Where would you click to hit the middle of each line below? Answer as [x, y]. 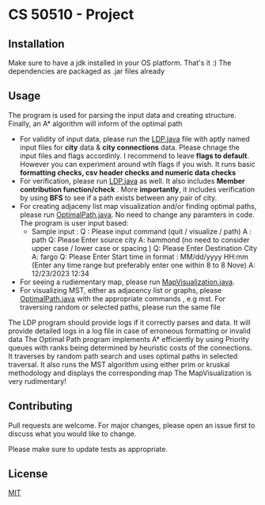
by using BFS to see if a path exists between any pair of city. [118, 197]
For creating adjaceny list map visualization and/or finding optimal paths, [138, 206]
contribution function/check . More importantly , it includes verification [137, 189]
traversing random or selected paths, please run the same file [120, 307]
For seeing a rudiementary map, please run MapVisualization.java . [127, 282]
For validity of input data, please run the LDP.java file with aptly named [135, 139]
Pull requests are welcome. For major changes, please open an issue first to [132, 425]
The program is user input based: [74, 222]
